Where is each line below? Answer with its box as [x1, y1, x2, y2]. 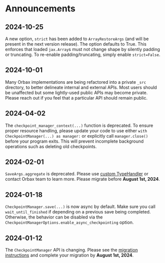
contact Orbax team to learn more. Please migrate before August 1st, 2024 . [5, 176, 160, 182]
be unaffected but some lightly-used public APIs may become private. [5, 90, 148, 96]
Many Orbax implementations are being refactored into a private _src [5, 79, 146, 85]
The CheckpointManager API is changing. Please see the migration [5, 247, 138, 253]
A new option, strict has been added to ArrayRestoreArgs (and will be [5, 36, 149, 42]
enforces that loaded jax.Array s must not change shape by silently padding [5, 47, 160, 52]
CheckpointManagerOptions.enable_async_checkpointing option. [5, 219, 134, 225]
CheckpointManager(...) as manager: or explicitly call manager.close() [5, 133, 149, 139]
